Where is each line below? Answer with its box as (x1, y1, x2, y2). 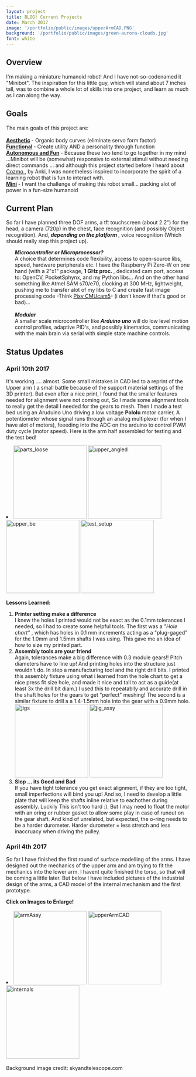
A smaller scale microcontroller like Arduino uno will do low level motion (14, 318, 189, 325)
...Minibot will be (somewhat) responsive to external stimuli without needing (6, 155, 188, 162)
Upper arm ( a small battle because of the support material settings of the (6, 384, 184, 391)
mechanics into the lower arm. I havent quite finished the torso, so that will (6, 868, 185, 875)
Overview (6, 57, 43, 67)
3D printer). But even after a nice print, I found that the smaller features (6, 390, 177, 397)
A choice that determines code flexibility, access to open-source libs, (14, 255, 182, 263)
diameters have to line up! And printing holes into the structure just (14, 660, 176, 667)
